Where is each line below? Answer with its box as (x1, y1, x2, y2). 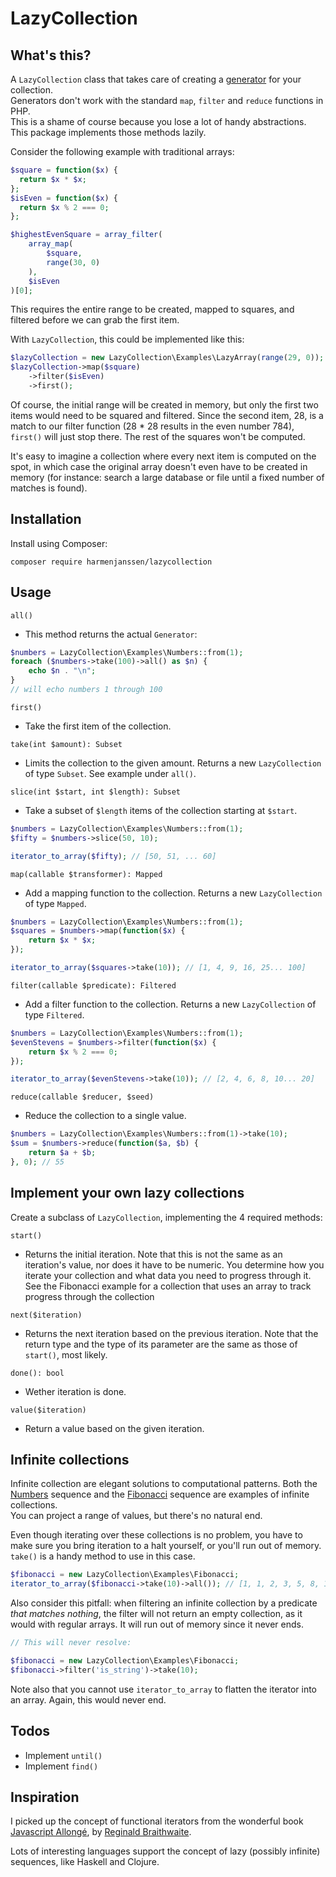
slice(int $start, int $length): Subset (10, 787, 182, 797)
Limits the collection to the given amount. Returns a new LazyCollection (24, 757, 322, 769)
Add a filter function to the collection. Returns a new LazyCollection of (24, 998, 317, 1010)
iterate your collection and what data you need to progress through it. (24, 1269, 312, 1281)
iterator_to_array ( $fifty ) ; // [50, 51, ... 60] (10, 851, 217, 861)
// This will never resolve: (10, 1638, 132, 1648)
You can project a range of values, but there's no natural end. (10, 1510, 263, 1522)
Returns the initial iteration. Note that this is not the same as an (24, 1248, 283, 1260)
